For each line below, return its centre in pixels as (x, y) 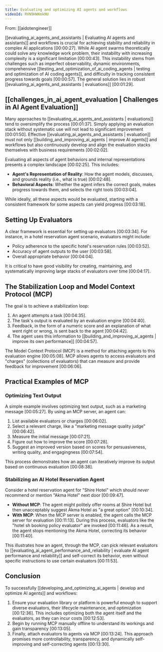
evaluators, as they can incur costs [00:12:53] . (59, 618)
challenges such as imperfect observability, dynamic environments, (73, 63)
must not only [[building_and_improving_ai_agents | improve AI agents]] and (81, 140)
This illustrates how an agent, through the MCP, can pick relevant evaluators (81, 545)
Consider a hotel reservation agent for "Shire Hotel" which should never (77, 490)
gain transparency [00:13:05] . (42, 629)
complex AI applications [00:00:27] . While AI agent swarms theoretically (78, 48)
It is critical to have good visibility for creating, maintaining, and (69, 266)
